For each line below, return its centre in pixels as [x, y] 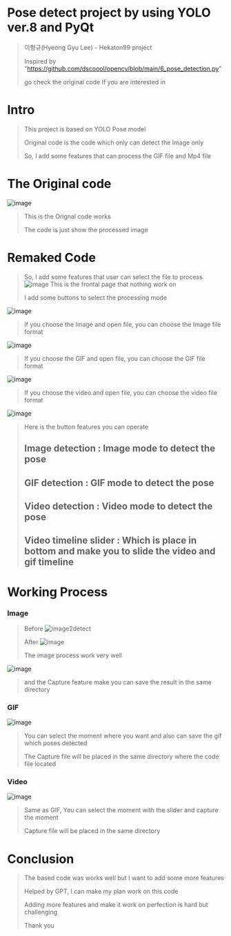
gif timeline [49, 562]
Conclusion [41, 859]
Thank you [39, 926]
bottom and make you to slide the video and [120, 551]
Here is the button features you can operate [86, 427]
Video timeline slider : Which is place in [110, 541]
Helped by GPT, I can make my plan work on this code [101, 891]
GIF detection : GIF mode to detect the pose [119, 483]
